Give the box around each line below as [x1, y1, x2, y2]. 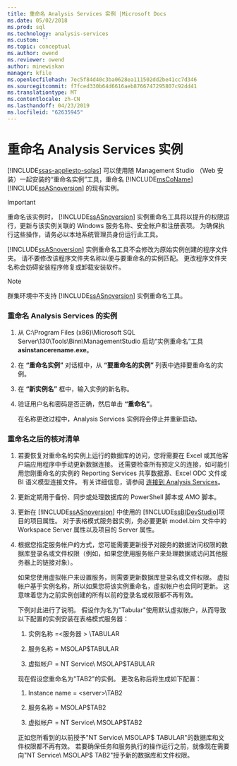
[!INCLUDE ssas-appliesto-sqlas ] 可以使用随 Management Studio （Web [7, 166, 216, 174]
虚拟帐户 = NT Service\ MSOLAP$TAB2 [28, 718, 142, 727]
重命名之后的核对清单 [7, 433, 80, 443]
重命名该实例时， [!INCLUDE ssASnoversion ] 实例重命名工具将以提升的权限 [7, 213, 224, 221]
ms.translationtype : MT [7, 89, 78, 96]
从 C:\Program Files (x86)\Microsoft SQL [17, 328, 136, 336]
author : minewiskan [7, 63, 65, 70]
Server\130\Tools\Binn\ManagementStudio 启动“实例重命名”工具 [17, 337, 204, 345]
